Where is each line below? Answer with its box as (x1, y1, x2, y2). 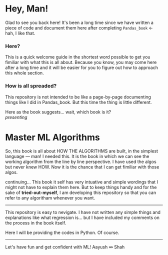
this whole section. (5, 70, 44, 76)
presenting (5, 114, 27, 120)
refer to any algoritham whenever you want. (5, 195, 95, 201)
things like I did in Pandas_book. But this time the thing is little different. (5, 99, 152, 105)
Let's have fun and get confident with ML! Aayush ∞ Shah (5, 244, 125, 250)
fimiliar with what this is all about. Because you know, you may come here (5, 59, 157, 65)
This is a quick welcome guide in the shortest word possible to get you (5, 54, 151, 60)
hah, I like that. (5, 30, 35, 36)
